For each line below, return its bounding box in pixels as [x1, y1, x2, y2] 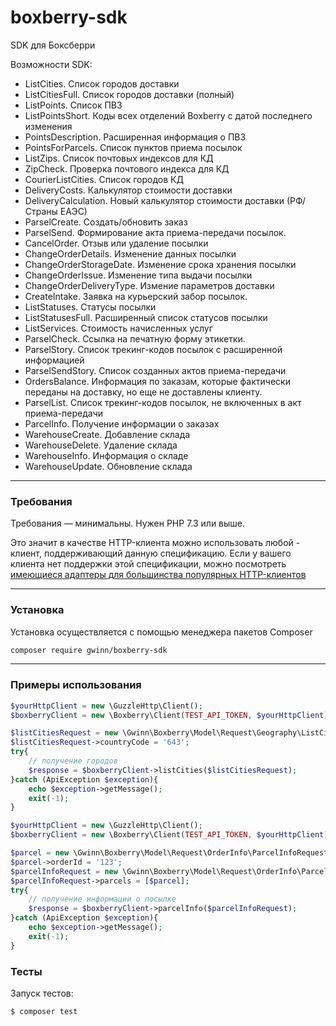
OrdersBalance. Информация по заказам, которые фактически [24, 375, 291, 387]
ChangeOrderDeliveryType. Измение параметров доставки [24, 279, 275, 291]
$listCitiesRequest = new [10, 728, 118, 738]
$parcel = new [10, 848, 70, 858]
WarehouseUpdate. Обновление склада [24, 460, 193, 472]
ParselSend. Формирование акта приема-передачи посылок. [24, 226, 287, 238]
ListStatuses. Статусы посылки [24, 301, 157, 313]
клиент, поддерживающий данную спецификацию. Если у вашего [10, 547, 292, 560]
